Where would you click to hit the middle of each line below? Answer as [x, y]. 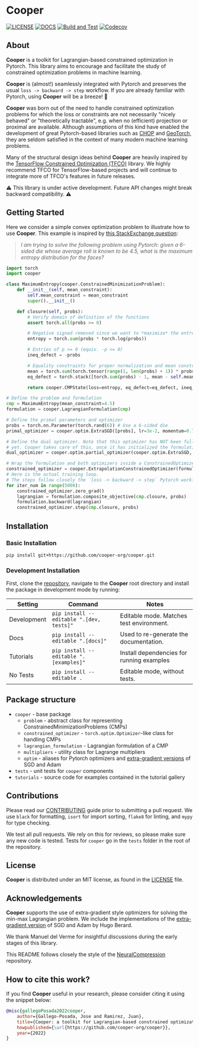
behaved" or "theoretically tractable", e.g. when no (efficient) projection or [97, 120]
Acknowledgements [44, 898]
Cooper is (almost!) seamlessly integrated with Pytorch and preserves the [96, 84]
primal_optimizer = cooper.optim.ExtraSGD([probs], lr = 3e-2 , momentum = [96, 431]
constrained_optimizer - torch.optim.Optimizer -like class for [98, 733]
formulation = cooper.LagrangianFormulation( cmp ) [69, 409]
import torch [22, 268]
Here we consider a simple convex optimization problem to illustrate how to [98, 227]
